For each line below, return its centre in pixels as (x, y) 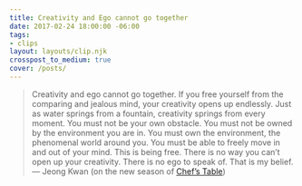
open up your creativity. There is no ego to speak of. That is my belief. (162, 162)
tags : (19, 34)
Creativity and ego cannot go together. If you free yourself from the (157, 94)
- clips (24, 43)
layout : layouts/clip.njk (58, 52)
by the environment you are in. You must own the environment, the (156, 132)
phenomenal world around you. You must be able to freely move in (156, 142)
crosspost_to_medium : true (60, 60)
